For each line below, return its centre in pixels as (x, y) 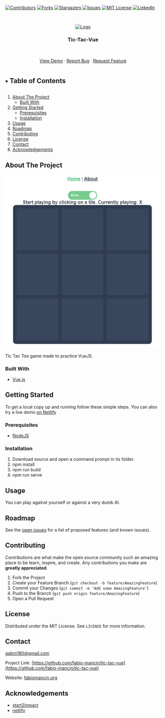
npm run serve (27, 475)
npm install (23, 464)
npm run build (26, 470)
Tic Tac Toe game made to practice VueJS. (49, 356)
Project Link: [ (19, 663)
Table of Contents (38, 81)
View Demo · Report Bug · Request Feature (83, 61)
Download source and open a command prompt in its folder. (73, 459)
